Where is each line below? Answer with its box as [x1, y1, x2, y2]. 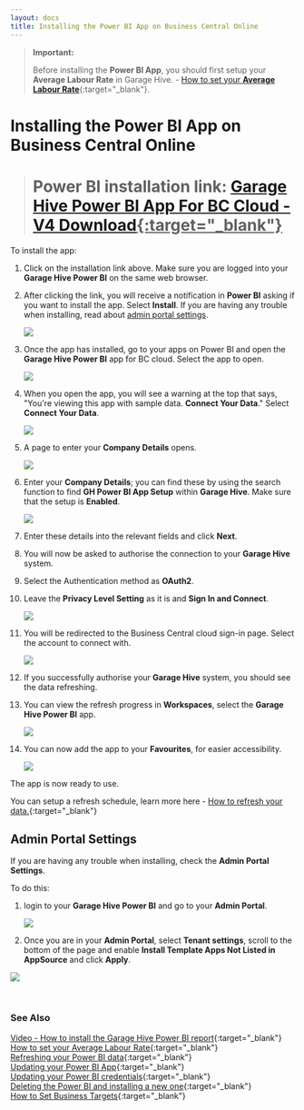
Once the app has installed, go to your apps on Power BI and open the [23, 343, 286, 354]
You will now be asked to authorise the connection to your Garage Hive [23, 548, 291, 559]
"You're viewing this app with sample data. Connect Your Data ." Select [23, 397, 289, 409]
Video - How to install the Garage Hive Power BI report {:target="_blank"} [10, 1032, 282, 1043]
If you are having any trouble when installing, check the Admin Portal [10, 856, 270, 867]
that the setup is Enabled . [23, 496, 121, 507]
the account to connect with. [23, 637, 132, 648]
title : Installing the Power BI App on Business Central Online [10, 22, 259, 31]
